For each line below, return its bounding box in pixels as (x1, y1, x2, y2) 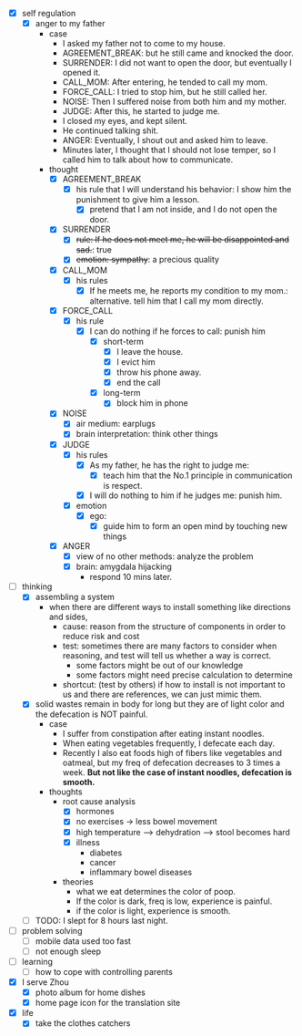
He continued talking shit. (62, 125, 158, 136)
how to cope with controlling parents (35, 966, 174, 977)
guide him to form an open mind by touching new (103, 520, 288, 532)
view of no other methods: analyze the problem (75, 551, 254, 562)
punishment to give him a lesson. (75, 194, 200, 205)
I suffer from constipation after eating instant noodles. (62, 729, 265, 740)
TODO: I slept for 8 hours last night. (35, 915, 169, 926)
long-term (103, 388, 142, 399)
